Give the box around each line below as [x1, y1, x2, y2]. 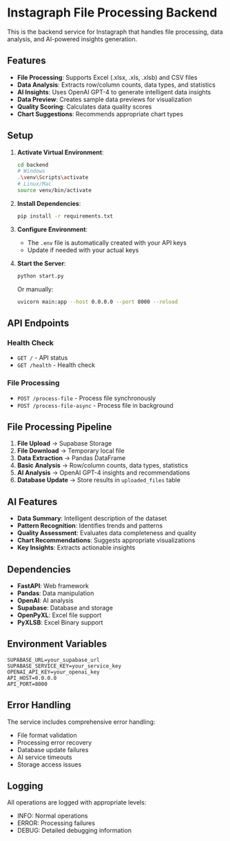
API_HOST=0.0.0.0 [7, 674, 57, 681]
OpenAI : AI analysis [17, 596, 74, 604]
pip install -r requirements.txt [17, 212, 114, 220]
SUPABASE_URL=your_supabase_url [7, 656, 100, 663]
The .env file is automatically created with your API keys [27, 238, 187, 247]
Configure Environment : [17, 225, 88, 233]
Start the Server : [17, 259, 66, 267]
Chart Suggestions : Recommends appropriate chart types [17, 110, 184, 118]
